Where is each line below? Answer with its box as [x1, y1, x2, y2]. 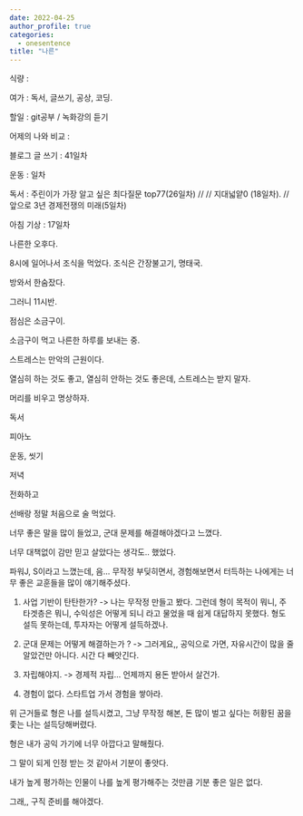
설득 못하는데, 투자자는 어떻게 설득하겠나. [22, 619, 169, 630]
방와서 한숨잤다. [9, 277, 66, 288]
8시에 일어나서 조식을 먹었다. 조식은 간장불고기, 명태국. [9, 257, 203, 268]
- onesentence [17, 38, 71, 48]
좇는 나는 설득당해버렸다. [9, 719, 97, 730]
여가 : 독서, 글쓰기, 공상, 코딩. [9, 92, 113, 103]
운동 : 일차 [9, 170, 46, 180]
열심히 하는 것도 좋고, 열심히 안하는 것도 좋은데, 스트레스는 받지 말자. [9, 374, 251, 384]
